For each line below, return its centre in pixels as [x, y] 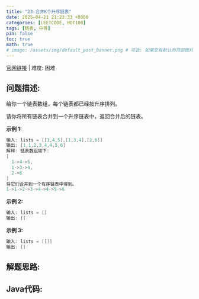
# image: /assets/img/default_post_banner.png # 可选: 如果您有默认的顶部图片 [100, 50]
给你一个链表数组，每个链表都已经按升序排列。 [63, 104]
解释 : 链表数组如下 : [28, 151]
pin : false [20, 34]
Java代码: [24, 289]
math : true [20, 45]
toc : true [18, 39]
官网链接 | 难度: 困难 [31, 67]
